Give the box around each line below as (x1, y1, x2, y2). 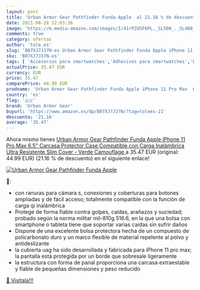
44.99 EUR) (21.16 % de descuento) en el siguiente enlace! (6, 155, 150, 162)
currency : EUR (6, 70, 42, 76)
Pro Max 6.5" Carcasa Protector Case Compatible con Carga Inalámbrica (6, 142, 185, 149)
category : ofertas (6, 36, 52, 42)
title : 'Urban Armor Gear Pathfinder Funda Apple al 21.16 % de (6, 14, 171, 20)
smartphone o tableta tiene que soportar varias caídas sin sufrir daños (14, 221, 187, 228)
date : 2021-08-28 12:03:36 (6, 20, 73, 26)
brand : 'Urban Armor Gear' (6, 102, 73, 109)
